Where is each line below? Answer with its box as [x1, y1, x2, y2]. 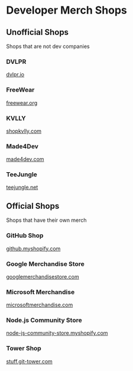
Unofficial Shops [6, 27, 69, 37]
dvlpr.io [6, 71, 25, 78]
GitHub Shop [6, 231, 44, 240]
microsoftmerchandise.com [6, 301, 73, 308]
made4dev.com [6, 156, 44, 163]
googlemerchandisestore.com [6, 273, 80, 280]
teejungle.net [6, 184, 38, 191]
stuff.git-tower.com [6, 357, 53, 364]
